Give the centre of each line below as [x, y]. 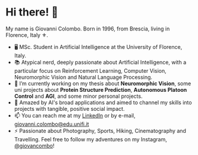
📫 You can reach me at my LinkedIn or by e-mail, [75, 115]
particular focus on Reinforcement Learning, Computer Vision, [90, 70]
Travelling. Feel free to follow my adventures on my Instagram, [91, 139]
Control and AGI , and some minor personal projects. [78, 96]
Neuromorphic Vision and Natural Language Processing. [83, 77]
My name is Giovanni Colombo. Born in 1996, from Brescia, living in [88, 29]
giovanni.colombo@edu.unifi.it [52, 124]
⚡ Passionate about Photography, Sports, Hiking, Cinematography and [100, 131]
